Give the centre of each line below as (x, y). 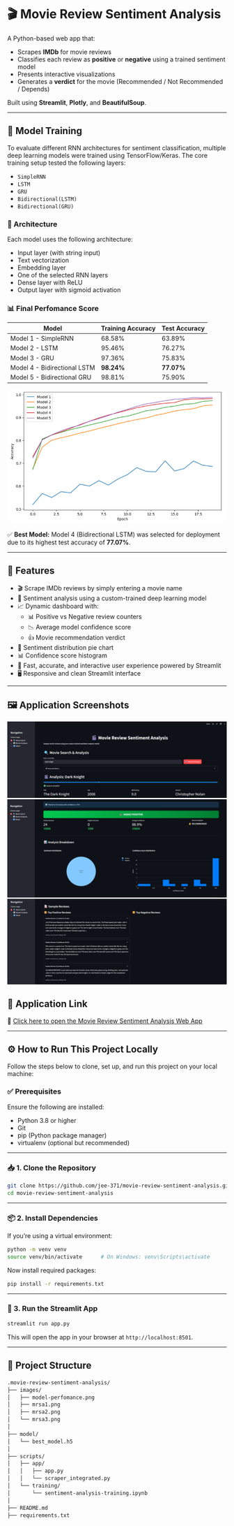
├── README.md (28, 1508)
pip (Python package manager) (62, 1135)
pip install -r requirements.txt (56, 1284)
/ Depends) (33, 89)
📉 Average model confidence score (79, 627)
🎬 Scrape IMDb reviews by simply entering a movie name (100, 588)
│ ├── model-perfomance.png (51, 1397)
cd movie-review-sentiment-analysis (60, 1193)
